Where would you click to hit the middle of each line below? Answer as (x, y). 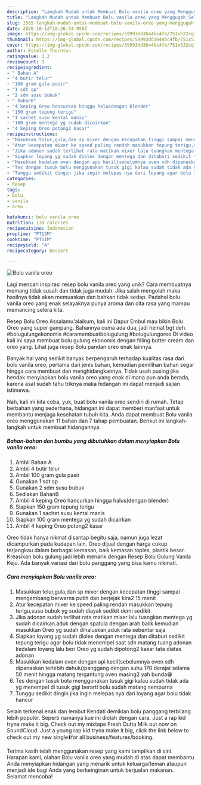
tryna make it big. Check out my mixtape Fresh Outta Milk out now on (92, 724)
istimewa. (18, 390)
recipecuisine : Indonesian (40, 229)
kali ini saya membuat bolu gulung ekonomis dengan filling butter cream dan (101, 340)
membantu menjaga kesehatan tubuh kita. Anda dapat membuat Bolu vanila (100, 415)
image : (15, 34)
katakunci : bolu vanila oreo (43, 217)
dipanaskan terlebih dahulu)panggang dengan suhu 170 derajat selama (103, 668)
